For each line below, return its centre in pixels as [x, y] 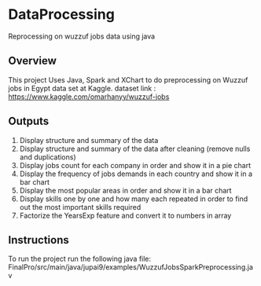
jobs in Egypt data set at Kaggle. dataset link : [82, 88]
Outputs [29, 121]
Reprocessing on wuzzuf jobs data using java [82, 36]
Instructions [39, 240]
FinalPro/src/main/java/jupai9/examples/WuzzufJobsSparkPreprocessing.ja [130, 267]
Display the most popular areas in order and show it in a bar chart [125, 190]
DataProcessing [62, 15]
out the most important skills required [80, 207]
